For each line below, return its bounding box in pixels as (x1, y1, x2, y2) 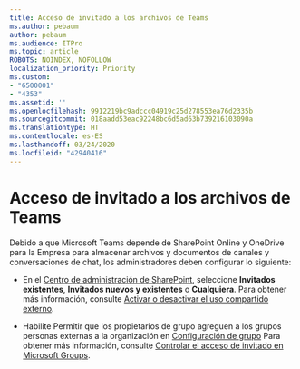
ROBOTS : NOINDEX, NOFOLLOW (9, 55, 111, 65)
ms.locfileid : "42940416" (9, 148, 107, 157)
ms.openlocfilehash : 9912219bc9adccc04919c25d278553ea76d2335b (9, 106, 254, 115)
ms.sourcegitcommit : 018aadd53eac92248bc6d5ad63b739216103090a (9, 115, 254, 124)
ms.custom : (9, 73, 51, 82)
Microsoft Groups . (22, 349, 91, 360)
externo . (22, 303, 54, 314)
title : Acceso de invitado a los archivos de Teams (9, 13, 208, 23)
